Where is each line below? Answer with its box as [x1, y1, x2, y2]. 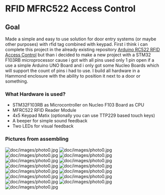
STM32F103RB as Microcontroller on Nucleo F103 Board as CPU [12, 102, 145, 108]
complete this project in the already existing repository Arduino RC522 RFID [5, 47, 160, 52]
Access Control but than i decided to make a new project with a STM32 [5, 52, 151, 58]
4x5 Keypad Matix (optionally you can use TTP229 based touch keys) [12, 112, 156, 118]
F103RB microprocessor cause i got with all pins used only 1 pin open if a [5, 57, 155, 63]
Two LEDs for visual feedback [12, 123, 74, 129]
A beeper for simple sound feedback [12, 118, 88, 124]
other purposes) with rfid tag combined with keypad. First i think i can [5, 41, 148, 47]
